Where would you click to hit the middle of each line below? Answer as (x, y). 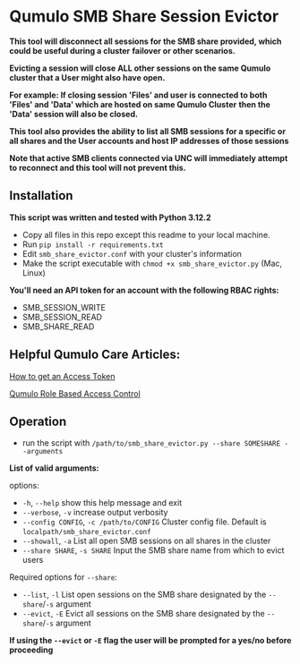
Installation (41, 196)
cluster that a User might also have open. (87, 77)
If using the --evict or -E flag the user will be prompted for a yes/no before (150, 641)
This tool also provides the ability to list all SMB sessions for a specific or (148, 131)
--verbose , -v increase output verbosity (95, 513)
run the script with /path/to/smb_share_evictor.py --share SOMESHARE (151, 443)
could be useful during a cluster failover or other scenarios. (122, 50)
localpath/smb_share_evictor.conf (86, 532)
